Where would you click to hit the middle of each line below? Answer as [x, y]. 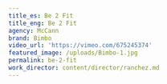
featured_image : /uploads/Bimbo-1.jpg [73, 53]
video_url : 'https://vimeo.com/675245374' [80, 46]
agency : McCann [34, 30]
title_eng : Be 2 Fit [43, 23]
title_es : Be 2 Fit [41, 16]
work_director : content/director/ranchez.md [84, 68]
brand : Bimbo [30, 38]
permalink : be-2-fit [43, 61]
